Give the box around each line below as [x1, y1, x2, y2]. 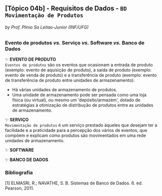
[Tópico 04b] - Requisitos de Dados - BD [5, 4, 127, 13]
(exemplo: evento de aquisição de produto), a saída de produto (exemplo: [5, 67, 152, 73]
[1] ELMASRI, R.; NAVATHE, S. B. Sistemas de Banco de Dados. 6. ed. [5, 180, 143, 186]
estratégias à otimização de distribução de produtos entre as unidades [12, 102, 154, 108]
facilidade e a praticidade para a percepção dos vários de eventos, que [5, 127, 147, 133]
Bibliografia [5, 169, 33, 176]
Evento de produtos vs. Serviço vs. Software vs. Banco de [5, 39, 145, 46]
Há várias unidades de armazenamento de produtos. [12, 86, 117, 92]
